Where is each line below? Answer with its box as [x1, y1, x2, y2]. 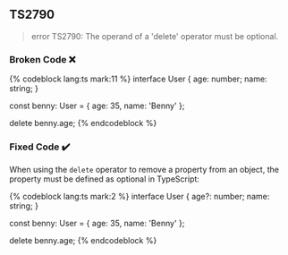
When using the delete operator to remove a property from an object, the [9, 165, 280, 175]
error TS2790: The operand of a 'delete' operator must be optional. [30, 30, 279, 41]
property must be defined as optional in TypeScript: [9, 174, 199, 184]
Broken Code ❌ [9, 53, 76, 65]
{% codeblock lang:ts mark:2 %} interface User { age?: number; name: [9, 191, 270, 202]
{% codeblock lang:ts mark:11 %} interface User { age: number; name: [9, 73, 267, 84]
